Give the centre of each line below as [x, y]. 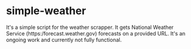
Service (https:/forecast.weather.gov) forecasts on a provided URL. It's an [96, 33]
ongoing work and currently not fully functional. [64, 40]
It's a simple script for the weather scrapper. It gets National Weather [90, 27]
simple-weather [46, 11]
